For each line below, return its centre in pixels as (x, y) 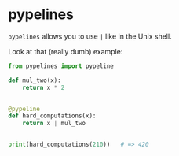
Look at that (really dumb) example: (66, 51)
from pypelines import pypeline (61, 66)
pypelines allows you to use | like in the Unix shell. (90, 36)
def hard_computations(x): (52, 116)
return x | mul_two (54, 124)
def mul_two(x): (35, 80)
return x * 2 (44, 87)
